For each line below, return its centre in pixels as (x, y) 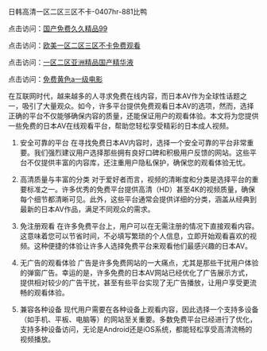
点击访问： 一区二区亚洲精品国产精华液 (71, 62)
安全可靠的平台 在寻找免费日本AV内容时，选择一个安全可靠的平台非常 (133, 143)
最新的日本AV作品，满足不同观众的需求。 (87, 209)
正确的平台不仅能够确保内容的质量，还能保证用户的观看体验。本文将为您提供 (133, 116)
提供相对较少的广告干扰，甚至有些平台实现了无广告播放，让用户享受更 (135, 283)
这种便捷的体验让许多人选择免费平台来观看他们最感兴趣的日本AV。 (143, 246)
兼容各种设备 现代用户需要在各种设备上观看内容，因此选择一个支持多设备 (139, 309)
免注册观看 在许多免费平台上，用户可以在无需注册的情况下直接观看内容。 (139, 226)
